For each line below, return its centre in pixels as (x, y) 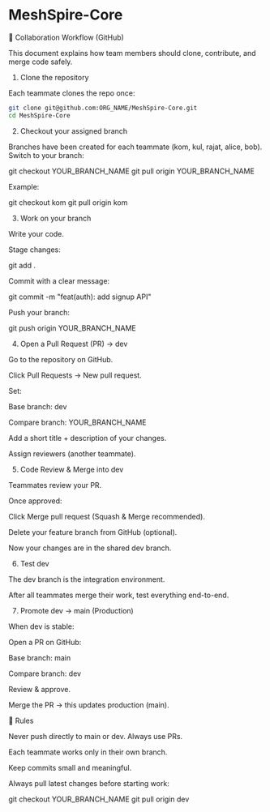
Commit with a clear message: (59, 280)
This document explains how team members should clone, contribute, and (133, 53)
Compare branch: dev (45, 673)
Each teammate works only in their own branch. (88, 752)
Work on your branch (56, 218)
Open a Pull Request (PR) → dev (74, 344)
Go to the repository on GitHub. (61, 359)
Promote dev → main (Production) (77, 610)
